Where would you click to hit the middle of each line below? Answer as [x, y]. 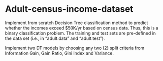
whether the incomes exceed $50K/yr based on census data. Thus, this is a [82, 28]
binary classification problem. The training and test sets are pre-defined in [81, 33]
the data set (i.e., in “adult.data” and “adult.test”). [55, 38]
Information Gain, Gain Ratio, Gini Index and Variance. [60, 53]
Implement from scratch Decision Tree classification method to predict [77, 23]
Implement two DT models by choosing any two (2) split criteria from [75, 48]
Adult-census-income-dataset [69, 9]
